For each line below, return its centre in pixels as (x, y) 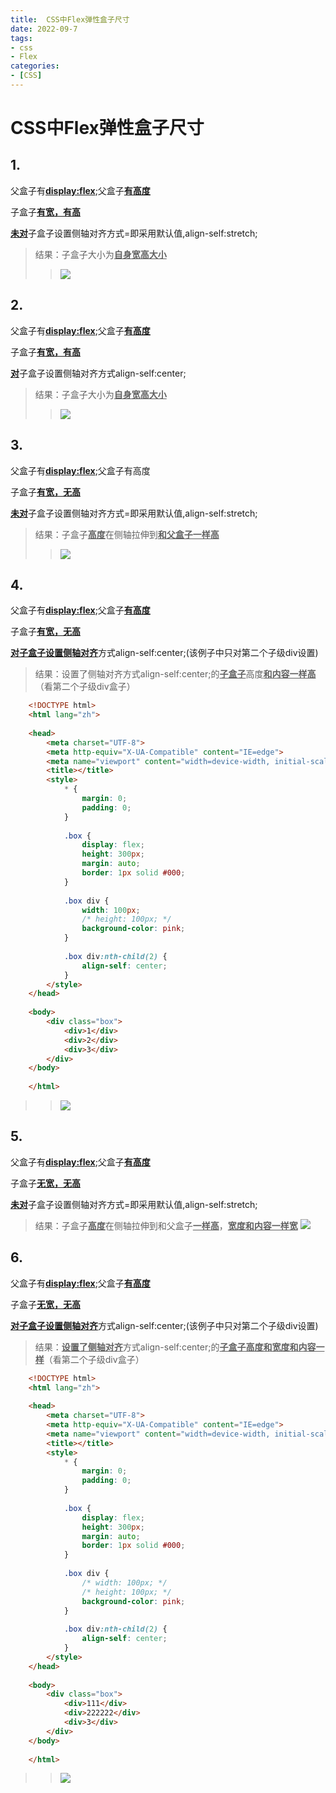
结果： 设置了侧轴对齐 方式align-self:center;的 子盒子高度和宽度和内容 (175, 1347)
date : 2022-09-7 (44, 29)
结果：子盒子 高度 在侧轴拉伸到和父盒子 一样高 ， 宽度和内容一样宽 (166, 1225)
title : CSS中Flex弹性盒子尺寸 (70, 19)
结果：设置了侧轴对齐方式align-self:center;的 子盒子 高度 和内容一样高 (175, 674)
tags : (21, 38)
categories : (35, 66)
